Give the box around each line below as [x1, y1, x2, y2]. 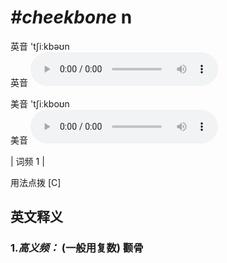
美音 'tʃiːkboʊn [10, 97, 70, 110]
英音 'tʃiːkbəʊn [10, 40, 70, 52]
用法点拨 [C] [10, 176, 62, 188]
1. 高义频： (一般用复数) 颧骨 [10, 241, 144, 255]
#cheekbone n [10, 6, 133, 29]
